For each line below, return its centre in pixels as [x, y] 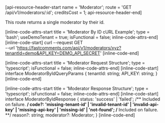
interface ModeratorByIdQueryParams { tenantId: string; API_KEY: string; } [82, 73]
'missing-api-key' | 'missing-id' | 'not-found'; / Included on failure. [88, 110]
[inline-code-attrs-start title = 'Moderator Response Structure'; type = [77, 88]
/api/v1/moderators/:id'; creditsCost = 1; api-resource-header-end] [74, 12]
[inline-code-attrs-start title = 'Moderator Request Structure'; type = [75, 63]
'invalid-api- [146, 104]
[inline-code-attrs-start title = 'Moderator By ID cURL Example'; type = [78, 32]
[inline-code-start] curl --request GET [44, 42]
